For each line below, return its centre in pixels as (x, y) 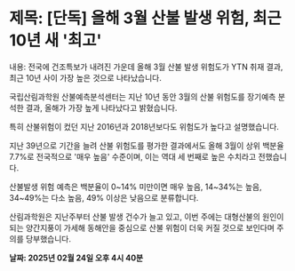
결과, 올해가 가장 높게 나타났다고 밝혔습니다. (101, 108)
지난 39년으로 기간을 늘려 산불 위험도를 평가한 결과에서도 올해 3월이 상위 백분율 (147, 145)
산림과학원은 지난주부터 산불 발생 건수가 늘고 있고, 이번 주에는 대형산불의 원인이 (147, 216)
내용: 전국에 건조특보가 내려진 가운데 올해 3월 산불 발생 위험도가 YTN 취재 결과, (146, 67)
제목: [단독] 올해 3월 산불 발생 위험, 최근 (145, 18)
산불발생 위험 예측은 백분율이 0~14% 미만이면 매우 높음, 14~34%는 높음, (136, 187)
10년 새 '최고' (56, 40)
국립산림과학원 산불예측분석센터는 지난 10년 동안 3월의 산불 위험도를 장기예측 (143, 96)
